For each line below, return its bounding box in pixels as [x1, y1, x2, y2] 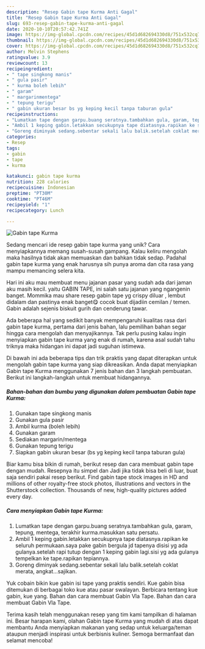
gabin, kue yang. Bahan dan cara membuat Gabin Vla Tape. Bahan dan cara [6, 593, 196, 600]
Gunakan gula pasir [15, 416, 65, 424]
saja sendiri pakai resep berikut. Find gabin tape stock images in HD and [6, 474, 189, 481]
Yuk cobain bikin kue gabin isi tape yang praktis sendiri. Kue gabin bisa [6, 579, 185, 587]
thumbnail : [6, 37, 34, 43]
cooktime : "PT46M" [6, 196, 53, 202]
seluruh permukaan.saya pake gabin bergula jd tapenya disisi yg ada [15, 542, 188, 549]
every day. [6, 493, 33, 501]
